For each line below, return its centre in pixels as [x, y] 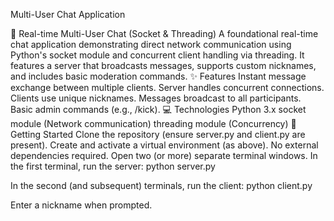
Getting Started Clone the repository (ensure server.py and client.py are [158, 134]
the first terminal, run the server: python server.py [113, 166]
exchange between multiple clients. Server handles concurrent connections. [167, 87]
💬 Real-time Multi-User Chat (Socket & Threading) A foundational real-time [164, 33]
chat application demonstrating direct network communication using [151, 44]
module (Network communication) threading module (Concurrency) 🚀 [153, 123]
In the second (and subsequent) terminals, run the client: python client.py [161, 185]
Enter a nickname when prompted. [81, 205]
